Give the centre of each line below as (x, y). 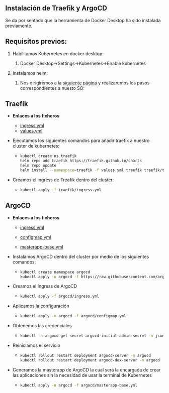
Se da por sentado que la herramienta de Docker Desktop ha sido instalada (83, 20)
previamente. (19, 26)
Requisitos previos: (36, 41)
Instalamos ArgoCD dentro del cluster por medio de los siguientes (81, 256)
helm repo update (38, 166)
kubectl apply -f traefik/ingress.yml (61, 190)
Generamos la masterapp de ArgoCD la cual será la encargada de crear (87, 370)
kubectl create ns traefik (48, 156)
